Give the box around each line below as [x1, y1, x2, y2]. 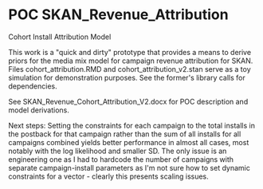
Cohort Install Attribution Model [8, 32, 112, 41]
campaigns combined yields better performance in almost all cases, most [8, 137, 249, 147]
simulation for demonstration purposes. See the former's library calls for [8, 73, 245, 82]
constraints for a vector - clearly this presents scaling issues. [8, 171, 209, 181]
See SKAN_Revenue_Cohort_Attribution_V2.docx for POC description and [8, 96, 249, 106]
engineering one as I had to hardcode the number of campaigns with [8, 154, 234, 164]
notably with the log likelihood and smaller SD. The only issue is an [8, 146, 227, 156]
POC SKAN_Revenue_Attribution [8, 6, 229, 24]
